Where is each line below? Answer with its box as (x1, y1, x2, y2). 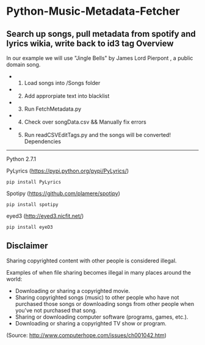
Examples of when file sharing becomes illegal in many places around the (6, 269, 191, 276)
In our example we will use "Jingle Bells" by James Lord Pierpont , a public (6, 54, 193, 62)
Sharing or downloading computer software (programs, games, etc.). (15, 313, 189, 321)
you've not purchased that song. (15, 306, 98, 314)
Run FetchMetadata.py (24, 105, 82, 113)
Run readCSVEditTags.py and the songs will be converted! (24, 132, 171, 138)
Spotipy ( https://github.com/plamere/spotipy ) (6, 190, 121, 197)
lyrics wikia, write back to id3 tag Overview (6, 38, 174, 48)
